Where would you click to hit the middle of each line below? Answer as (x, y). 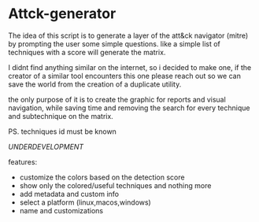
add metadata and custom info (69, 194)
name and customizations (61, 210)
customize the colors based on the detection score (102, 177)
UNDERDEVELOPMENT (46, 146)
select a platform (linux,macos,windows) (85, 202)
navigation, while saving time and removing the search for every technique (129, 108)
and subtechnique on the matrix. (61, 116)
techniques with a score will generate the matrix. (87, 52)
